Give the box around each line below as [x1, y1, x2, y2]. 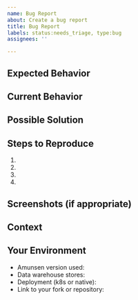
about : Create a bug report [7, 17, 88, 23]
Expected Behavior [7, 67, 91, 79]
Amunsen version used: [17, 263, 85, 271]
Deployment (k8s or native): [17, 277, 97, 286]
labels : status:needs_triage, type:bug [7, 29, 122, 37]
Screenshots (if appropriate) [7, 198, 132, 210]
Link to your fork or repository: [17, 285, 105, 293]
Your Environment [7, 245, 86, 257]
